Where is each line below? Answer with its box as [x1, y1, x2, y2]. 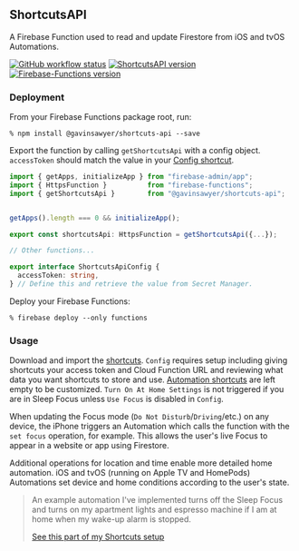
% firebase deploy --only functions [9, 313, 148, 322]
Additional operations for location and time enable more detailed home [9, 458, 273, 468]
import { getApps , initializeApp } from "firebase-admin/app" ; [9, 172, 254, 182]
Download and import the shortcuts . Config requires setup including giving [9, 355, 288, 366]
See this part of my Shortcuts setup [31, 531, 165, 543]
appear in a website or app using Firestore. [9, 440, 169, 451]
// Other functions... [9, 246, 95, 255]
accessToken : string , [17, 271, 100, 280]
